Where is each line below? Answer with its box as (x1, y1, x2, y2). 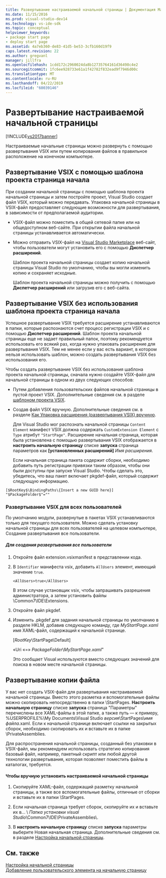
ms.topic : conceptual (5, 26, 50, 31)
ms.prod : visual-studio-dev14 (5, 16, 68, 21)
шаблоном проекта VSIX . (12, 397, 66, 403)
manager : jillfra (5, 58, 41, 63)
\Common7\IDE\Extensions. (12, 598, 69, 604)
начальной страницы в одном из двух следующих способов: (5, 377, 134, 383)
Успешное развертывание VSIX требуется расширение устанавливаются (5, 320, 160, 326)
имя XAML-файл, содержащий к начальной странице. (12, 627, 126, 633)
